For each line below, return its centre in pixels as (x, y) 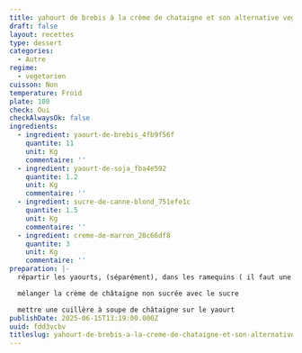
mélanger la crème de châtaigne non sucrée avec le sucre (129, 294)
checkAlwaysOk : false (50, 118)
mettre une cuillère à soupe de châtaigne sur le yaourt (126, 310)
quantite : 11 (50, 143)
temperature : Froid (46, 93)
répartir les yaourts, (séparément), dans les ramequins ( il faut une (155, 277)
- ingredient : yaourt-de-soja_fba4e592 (92, 168)
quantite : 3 (48, 244)
